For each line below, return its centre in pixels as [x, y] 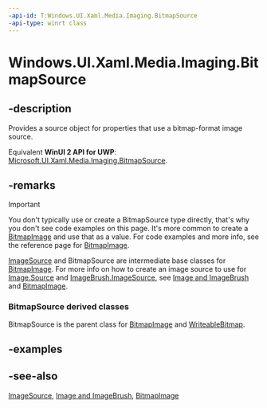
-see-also [33, 377]
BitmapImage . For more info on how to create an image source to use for [128, 269]
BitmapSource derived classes [69, 307]
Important [24, 205]
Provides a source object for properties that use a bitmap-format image [126, 127]
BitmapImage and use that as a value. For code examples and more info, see [133, 237]
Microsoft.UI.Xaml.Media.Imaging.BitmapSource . [88, 160]
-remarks [32, 185]
